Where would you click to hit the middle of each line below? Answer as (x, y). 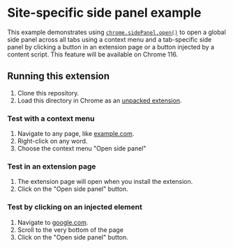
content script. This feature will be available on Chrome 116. (93, 54)
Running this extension (59, 76)
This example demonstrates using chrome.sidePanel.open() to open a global (117, 32)
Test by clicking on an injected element (75, 207)
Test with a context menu (51, 118)
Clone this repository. (48, 93)
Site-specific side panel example (104, 13)
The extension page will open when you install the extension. (105, 182)
